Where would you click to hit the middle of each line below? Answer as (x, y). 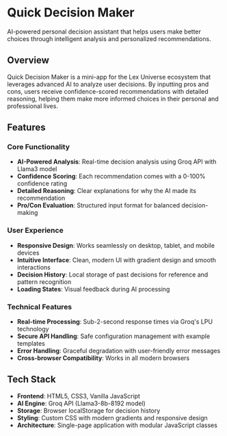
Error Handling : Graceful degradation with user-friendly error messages (119, 351)
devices (28, 253)
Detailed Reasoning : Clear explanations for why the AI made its (107, 191)
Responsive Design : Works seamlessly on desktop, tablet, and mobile (116, 245)
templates (31, 344)
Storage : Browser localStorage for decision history (89, 410)
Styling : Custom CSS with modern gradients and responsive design (112, 418)
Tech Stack (31, 380)
